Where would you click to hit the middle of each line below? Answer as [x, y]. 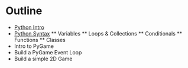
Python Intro [29, 27]
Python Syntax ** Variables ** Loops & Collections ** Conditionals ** [98, 33]
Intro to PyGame [34, 46]
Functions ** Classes [40, 40]
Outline [24, 11]
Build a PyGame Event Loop [48, 52]
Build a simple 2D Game [43, 59]
